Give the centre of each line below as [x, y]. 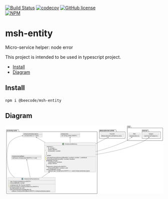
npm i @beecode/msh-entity [33, 101]
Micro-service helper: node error [39, 47]
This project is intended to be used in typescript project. [63, 57]
